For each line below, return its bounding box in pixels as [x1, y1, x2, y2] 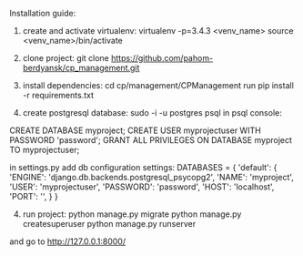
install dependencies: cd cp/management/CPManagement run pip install [22, 80, 294, 90]
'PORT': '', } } [9, 191, 59, 201]
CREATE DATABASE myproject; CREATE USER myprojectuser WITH [9, 125, 261, 136]
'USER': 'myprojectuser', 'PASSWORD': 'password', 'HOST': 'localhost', [9, 181, 275, 192]
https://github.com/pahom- [110, 53, 214, 63]
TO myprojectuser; [9, 145, 80, 155]
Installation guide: [9, 8, 76, 18]
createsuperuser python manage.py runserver [22, 219, 197, 229]
